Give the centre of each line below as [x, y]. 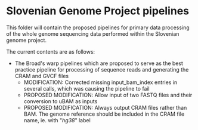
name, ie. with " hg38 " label [57, 120]
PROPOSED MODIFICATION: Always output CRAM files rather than [105, 107]
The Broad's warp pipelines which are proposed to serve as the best [99, 63]
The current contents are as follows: [51, 51]
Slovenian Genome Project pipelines [98, 11]
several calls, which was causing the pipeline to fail [87, 88]
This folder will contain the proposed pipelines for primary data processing [98, 27]
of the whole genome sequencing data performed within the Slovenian [93, 33]
